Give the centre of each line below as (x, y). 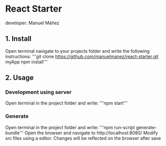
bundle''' (14, 133)
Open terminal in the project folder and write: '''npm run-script (70, 127)
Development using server (38, 92)
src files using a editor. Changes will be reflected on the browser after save (83, 138)
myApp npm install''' (26, 62)
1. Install (18, 39)
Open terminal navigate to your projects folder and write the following (77, 51)
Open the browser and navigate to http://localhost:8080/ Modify (91, 133)
